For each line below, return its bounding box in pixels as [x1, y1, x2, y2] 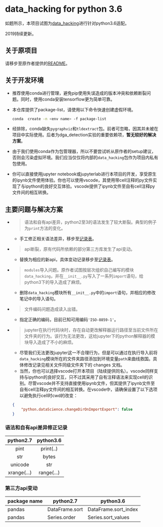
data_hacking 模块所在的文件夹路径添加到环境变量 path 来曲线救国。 [19, 356, 153, 362]
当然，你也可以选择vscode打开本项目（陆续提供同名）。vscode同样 [19, 368, 154, 374]
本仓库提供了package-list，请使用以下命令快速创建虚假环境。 [12, 106, 136, 112]
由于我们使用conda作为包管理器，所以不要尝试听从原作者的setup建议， [12, 149, 156, 154]
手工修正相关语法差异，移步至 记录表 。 [19, 236, 97, 242]
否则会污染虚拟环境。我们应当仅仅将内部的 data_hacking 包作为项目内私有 [12, 154, 159, 160]
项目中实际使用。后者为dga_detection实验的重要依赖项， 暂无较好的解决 [12, 132, 157, 138]
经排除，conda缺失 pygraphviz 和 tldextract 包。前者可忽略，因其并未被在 [12, 126, 159, 132]
